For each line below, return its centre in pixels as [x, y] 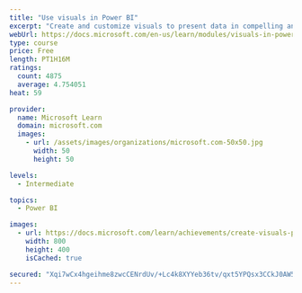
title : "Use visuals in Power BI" [74, 18]
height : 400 [48, 249]
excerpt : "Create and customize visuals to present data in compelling [146, 26]
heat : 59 [26, 93]
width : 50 [51, 151]
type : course [34, 43]
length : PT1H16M [40, 59]
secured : [26, 274]
